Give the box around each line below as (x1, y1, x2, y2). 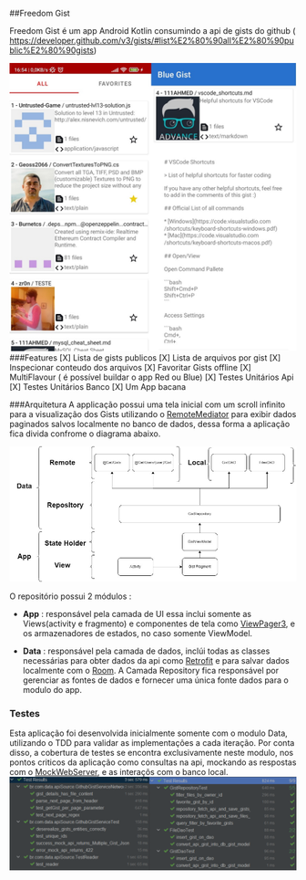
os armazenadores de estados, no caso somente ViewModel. (22, 627, 253, 638)
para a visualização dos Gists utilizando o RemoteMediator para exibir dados (9, 408, 297, 419)
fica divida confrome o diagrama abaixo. (9, 428, 161, 439)
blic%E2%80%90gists (9, 45, 94, 56)
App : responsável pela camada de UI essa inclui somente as (22, 608, 252, 619)
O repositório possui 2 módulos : (9, 591, 132, 602)
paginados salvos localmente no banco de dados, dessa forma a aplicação (9, 418, 291, 429)
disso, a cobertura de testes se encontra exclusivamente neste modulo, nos (9, 748, 294, 759)
